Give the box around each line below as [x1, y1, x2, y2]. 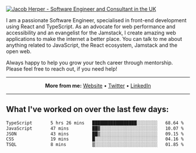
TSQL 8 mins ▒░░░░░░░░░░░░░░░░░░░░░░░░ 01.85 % [6, 142, 184, 148]
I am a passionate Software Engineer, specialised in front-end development [6, 17, 187, 23]
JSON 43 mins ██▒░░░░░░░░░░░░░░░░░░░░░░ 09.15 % [6, 131, 184, 137]
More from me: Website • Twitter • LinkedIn [45, 82, 151, 89]
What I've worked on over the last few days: [6, 105, 169, 114]
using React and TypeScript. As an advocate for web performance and [6, 23, 176, 30]
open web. [6, 48, 32, 55]
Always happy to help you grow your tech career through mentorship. [6, 59, 173, 66]
